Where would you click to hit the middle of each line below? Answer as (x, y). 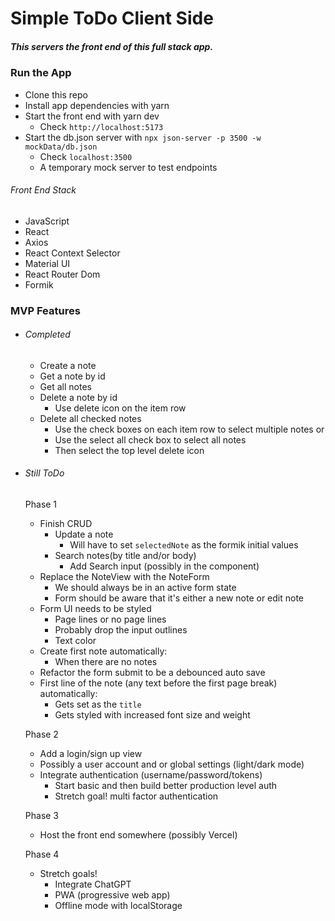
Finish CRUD (66, 524)
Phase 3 (42, 816)
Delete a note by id (78, 397)
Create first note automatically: (103, 651)
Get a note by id (72, 376)
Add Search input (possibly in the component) (164, 566)
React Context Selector (72, 253)
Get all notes (65, 386)
